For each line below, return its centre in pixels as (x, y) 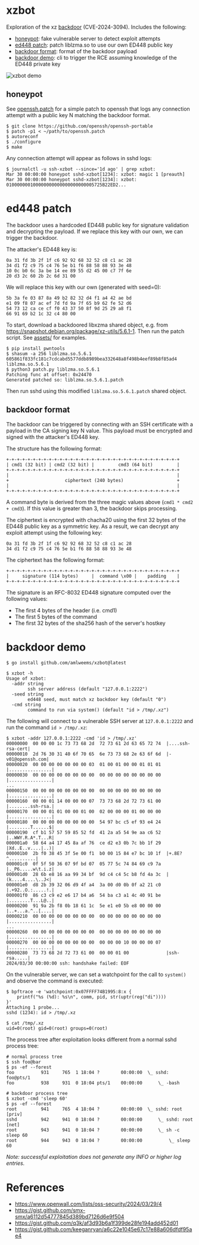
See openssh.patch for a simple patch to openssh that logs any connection (98, 109)
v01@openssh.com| (28, 759)
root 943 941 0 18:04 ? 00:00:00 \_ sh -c (93, 1130)
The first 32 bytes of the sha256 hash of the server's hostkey (90, 623)
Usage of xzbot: (26, 679)
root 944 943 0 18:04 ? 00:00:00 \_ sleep (98, 1141)
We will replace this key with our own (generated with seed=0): (84, 287)
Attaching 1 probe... (33, 1008)
